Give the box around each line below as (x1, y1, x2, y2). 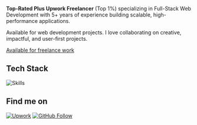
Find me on (6, 97, 48, 107)
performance (6, 18, 38, 24)
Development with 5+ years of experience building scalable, (6, 11, 152, 18)
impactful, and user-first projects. (6, 35, 88, 42)
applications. (39, 18, 71, 24)
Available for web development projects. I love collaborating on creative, (6, 29, 182, 36)
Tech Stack (6, 64, 48, 74)
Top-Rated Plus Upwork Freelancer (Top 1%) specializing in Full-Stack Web (6, 5, 192, 12)
